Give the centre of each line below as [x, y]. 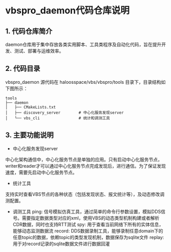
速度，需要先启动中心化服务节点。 [41, 172]
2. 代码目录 [23, 69]
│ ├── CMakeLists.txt [31, 107]
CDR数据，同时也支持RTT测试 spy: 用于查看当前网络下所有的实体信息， [88, 224]
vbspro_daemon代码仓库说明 [67, 11]
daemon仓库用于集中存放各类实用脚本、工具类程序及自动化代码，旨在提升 [83, 44]
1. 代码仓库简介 [29, 31]
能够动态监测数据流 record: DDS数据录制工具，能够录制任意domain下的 [88, 231]
